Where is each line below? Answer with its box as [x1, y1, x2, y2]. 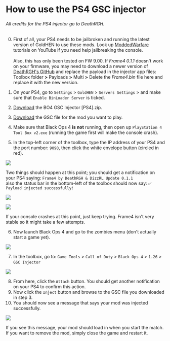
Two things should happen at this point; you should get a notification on [6, 169, 155, 176]
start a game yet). [13, 234, 50, 241]
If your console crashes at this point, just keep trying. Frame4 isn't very [6, 214, 154, 220]
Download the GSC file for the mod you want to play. [13, 114, 123, 120]
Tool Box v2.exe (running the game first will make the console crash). [13, 129, 159, 135]
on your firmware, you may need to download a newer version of [13, 63, 148, 70]
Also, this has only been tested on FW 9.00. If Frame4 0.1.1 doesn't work [13, 58, 163, 64]
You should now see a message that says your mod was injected [13, 300, 148, 306]
